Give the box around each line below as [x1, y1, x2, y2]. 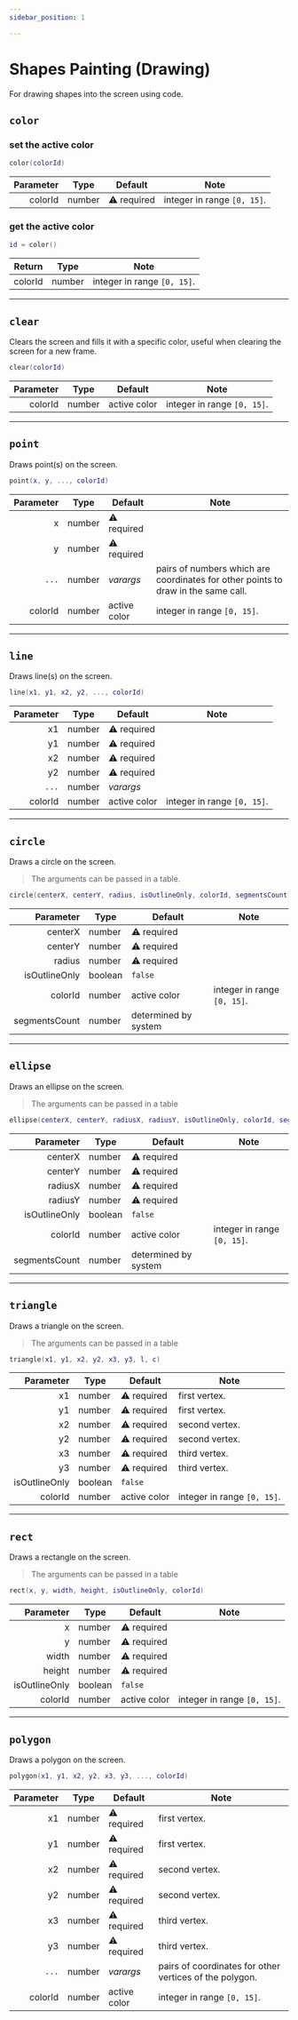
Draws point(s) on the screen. [9, 459, 118, 469]
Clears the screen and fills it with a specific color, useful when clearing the [9, 337, 282, 347]
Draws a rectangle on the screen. [9, 1552, 131, 1562]
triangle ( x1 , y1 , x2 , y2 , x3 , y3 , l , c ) [9, 1354, 161, 1364]
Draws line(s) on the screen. [9, 671, 113, 682]
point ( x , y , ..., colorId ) [9, 476, 109, 485]
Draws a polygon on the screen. [9, 1754, 126, 1765]
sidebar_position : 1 [9, 12, 86, 22]
